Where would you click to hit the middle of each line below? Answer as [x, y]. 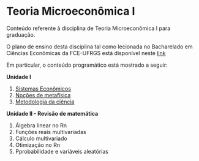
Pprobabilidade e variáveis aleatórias [62, 151]
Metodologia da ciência [45, 102]
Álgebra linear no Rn [41, 125]
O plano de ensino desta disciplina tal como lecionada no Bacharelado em [99, 47]
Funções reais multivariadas [51, 132]
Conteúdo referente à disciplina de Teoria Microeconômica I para [88, 28]
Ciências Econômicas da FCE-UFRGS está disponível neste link [86, 53]
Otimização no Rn [37, 144]
